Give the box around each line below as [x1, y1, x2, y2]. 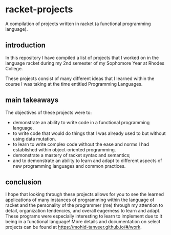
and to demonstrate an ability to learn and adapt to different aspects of [12, 158, 162, 164]
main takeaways [5, 96, 59, 105]
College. [5, 65, 23, 71]
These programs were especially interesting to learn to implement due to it [5, 213, 163, 219]
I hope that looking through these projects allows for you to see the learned [5, 191, 164, 198]
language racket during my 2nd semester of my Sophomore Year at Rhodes [5, 60, 165, 66]
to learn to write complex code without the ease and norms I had [12, 141, 149, 147]
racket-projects [5, 4, 73, 15]
